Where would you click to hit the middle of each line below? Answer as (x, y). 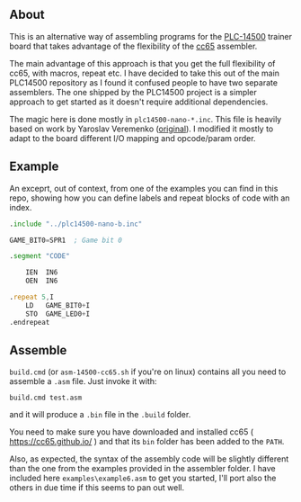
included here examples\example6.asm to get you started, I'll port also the (143, 478)
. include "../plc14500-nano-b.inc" (76, 224)
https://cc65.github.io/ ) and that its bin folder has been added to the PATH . (147, 442)
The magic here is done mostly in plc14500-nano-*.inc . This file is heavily (146, 119)
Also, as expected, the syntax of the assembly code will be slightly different (149, 459)
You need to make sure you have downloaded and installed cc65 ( (132, 432)
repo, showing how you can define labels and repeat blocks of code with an (150, 198)
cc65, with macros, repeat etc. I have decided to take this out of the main (145, 73)
